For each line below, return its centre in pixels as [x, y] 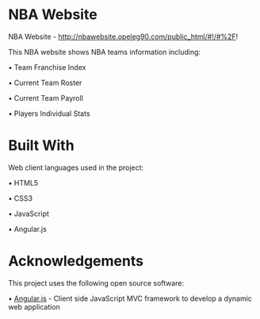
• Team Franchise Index [47, 67]
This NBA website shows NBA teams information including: [104, 52]
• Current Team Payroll [46, 98]
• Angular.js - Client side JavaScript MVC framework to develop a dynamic [130, 298]
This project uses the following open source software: [96, 282]
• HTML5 [23, 183]
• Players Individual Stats [49, 113]
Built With [41, 146]
